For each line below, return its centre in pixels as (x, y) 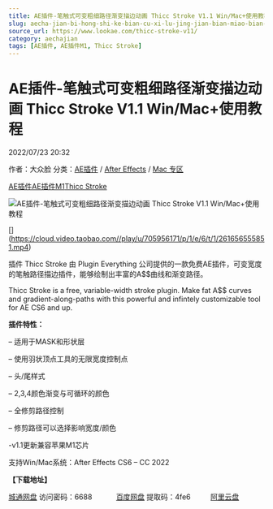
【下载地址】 (30, 480)
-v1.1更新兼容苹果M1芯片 (49, 445)
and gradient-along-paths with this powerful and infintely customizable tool (135, 299)
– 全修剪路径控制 (36, 411)
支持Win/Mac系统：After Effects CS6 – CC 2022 (89, 463)
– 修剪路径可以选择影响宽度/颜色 (62, 428)
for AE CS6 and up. (41, 308)
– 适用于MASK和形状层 (47, 342)
